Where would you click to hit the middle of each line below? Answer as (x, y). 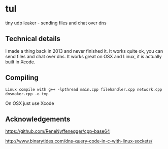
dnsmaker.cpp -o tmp (27, 94)
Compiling (22, 78)
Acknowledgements (38, 119)
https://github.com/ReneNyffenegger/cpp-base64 (58, 131)
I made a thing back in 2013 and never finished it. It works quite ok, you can (84, 51)
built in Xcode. (20, 62)
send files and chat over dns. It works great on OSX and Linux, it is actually (83, 56)
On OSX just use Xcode (30, 103)
